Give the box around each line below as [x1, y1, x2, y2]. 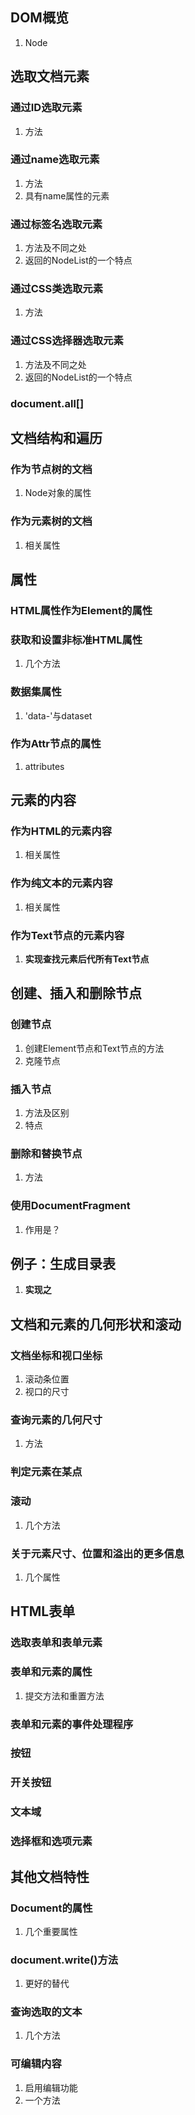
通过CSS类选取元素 [10, 282, 104, 296]
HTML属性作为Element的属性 [10, 603, 153, 617]
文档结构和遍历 [10, 430, 103, 447]
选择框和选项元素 [10, 1834, 93, 1848]
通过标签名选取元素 [10, 217, 103, 231]
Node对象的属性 [24, 487, 92, 499]
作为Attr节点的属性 [10, 737, 102, 751]
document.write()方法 [10, 1953, 119, 1967]
